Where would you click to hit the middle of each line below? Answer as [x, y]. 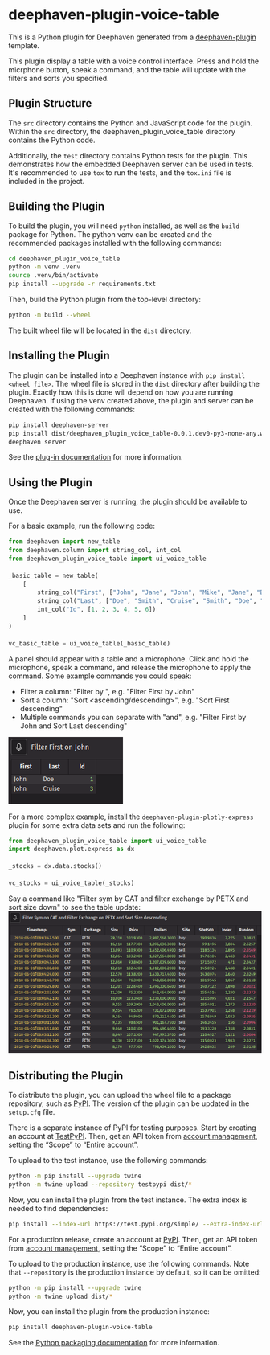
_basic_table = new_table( [53, 575]
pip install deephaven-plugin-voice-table [80, 1328]
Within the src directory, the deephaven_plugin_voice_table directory [122, 131]
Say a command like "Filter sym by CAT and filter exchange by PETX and [129, 899]
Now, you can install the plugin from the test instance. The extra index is [128, 1200]
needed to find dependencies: [58, 1208]
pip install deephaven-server [59, 425]
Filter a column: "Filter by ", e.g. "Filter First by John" [107, 691]
